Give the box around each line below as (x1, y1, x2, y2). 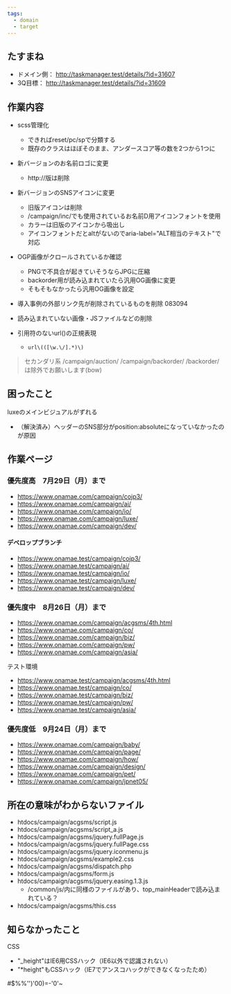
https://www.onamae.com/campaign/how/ (17, 755, 139, 764)
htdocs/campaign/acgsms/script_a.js (17, 825, 123, 834)
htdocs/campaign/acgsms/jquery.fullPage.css (17, 840, 149, 848)
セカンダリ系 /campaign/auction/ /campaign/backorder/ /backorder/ (24, 357, 220, 365)
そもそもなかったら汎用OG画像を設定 (27, 285, 135, 293)
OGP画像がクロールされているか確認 (17, 252, 122, 261)
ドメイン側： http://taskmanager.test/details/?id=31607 (17, 70, 176, 78)
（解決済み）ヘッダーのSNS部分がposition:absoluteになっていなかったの (17, 422, 225, 431)
